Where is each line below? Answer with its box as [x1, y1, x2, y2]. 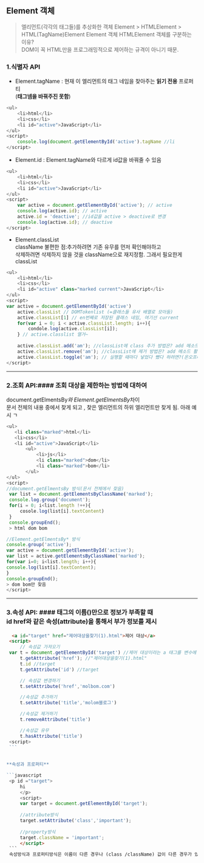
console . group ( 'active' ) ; [6, 542, 72, 548]
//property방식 [19, 829, 56, 835]
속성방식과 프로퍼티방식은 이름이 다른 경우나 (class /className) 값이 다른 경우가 [8, 851, 192, 858]
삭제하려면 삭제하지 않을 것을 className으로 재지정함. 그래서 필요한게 [15, 251, 183, 258]
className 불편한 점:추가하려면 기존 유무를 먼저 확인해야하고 [15, 243, 161, 251]
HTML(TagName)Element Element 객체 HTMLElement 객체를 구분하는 [21, 30, 192, 38]
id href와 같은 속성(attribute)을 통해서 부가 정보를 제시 [6, 617, 157, 626]
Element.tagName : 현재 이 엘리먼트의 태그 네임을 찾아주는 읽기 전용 [15, 78, 178, 85]
